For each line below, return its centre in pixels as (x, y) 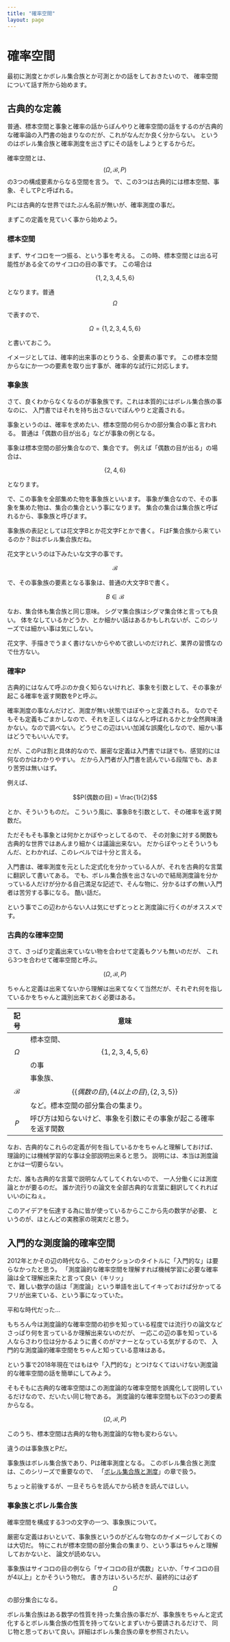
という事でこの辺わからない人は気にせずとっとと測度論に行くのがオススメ (112, 907)
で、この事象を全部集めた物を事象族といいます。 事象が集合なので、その (110, 499)
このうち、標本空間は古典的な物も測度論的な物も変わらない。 (94, 1434)
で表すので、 (25, 315)
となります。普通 (31, 292)
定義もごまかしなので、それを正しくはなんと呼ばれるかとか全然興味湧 (124, 719)
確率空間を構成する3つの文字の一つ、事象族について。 (84, 1522)
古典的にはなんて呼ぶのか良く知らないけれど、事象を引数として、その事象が (115, 687)
